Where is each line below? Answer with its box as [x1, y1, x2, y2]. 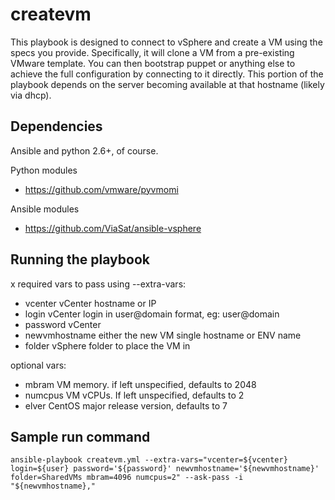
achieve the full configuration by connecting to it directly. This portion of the [10, 68, 324, 80]
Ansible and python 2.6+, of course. [10, 144, 159, 157]
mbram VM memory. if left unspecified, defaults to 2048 [24, 378, 257, 390]
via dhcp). [10, 89, 52, 101]
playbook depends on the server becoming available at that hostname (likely [10, 78, 325, 90]
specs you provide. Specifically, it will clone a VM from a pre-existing [10, 46, 295, 58]
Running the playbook [10, 251, 150, 268]
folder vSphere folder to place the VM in [24, 339, 191, 352]
